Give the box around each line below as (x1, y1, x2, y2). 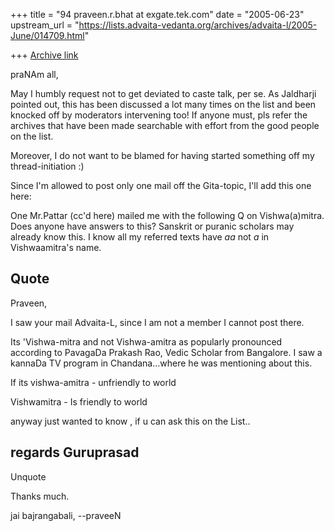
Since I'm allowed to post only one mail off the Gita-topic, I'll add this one (10, 180, 312, 191)
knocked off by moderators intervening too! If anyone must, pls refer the (10, 109, 308, 121)
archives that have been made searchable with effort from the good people (10, 120, 320, 131)
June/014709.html (10, 30, 85, 41)
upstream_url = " (10, 19, 80, 31)
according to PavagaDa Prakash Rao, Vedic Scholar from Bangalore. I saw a (10, 346, 323, 358)
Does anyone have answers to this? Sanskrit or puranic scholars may (10, 220, 295, 232)
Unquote (10, 470, 47, 483)
